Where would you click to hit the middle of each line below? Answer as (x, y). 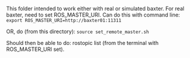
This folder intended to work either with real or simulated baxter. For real (95, 9)
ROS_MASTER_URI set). (35, 49)
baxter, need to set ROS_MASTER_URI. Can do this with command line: (93, 15)
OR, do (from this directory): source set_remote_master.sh (78, 31)
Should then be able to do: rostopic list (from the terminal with (82, 43)
